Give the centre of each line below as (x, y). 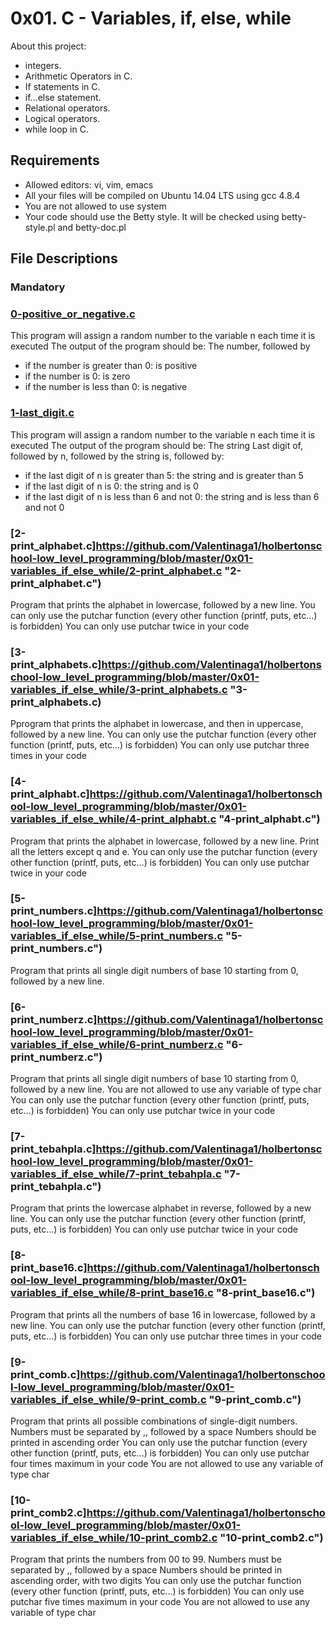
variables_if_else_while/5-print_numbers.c (117, 936)
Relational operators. (67, 108)
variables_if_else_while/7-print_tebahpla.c (116, 1174)
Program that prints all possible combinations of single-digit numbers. (154, 1421)
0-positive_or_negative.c (73, 314)
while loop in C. (56, 129)
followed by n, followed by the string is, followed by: (117, 456)
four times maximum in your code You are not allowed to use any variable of (167, 1464)
